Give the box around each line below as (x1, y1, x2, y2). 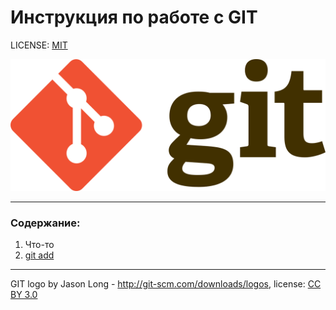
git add (24, 249, 55, 261)
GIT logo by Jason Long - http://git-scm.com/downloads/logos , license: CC (10, 277, 322, 290)
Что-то (24, 238, 55, 250)
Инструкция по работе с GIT (10, 6, 258, 29)
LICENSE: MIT (10, 39, 68, 51)
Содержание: (10, 216, 81, 230)
